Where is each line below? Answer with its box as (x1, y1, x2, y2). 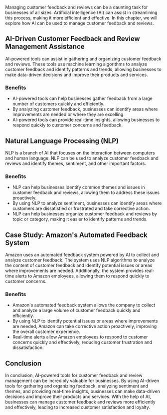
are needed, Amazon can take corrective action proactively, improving (12, 323, 157, 329)
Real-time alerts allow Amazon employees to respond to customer (12, 334, 148, 340)
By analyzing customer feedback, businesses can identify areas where (12, 106, 158, 112)
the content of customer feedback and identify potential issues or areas (5, 262, 153, 268)
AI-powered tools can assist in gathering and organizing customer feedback (5, 55, 162, 61)
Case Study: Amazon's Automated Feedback (5, 230, 148, 239)
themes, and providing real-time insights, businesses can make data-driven (5, 388, 161, 394)
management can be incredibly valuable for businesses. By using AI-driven (5, 377, 160, 384)
